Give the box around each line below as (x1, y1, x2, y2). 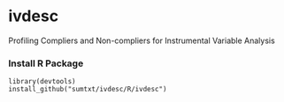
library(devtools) (8, 77, 76, 86)
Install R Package (8, 57, 84, 69)
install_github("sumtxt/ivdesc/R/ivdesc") (8, 85, 167, 94)
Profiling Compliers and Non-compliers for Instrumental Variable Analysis (8, 35, 275, 46)
